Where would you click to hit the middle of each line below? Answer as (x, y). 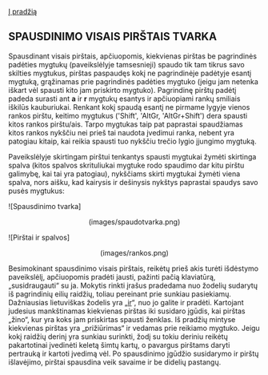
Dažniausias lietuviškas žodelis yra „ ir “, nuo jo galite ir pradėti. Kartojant (126, 302)
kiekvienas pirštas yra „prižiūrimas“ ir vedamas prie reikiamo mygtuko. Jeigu (134, 328)
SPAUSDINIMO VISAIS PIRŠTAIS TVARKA (113, 36)
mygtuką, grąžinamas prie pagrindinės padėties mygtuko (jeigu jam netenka (133, 81)
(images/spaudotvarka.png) (134, 222)
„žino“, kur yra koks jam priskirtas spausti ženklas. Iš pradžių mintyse (122, 319)
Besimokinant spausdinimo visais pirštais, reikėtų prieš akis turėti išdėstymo (134, 268)
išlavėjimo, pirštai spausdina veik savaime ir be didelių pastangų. (115, 362)
